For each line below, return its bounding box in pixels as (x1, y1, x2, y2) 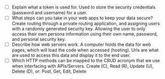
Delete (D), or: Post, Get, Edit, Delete (11, 69, 86, 75)
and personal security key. (11, 37, 66, 42)
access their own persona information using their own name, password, (11, 31, 158, 37)
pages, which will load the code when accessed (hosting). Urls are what (11, 47, 159, 53)
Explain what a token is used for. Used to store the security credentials (11, 4, 156, 10)
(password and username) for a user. (11, 10, 87, 16)
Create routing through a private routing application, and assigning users (11, 21, 160, 27)
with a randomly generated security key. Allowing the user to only (11, 26, 146, 32)
